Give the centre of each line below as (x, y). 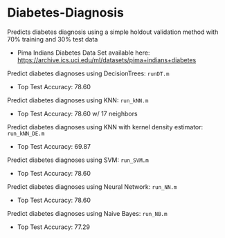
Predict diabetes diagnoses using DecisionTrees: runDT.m (88, 73)
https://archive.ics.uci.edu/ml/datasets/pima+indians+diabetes (107, 59)
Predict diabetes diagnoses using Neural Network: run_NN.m (92, 186)
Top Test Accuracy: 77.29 (53, 227)
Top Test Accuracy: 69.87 (54, 146)
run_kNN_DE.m (26, 134)
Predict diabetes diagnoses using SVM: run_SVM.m (78, 160)
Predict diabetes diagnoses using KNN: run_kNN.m (78, 100)
